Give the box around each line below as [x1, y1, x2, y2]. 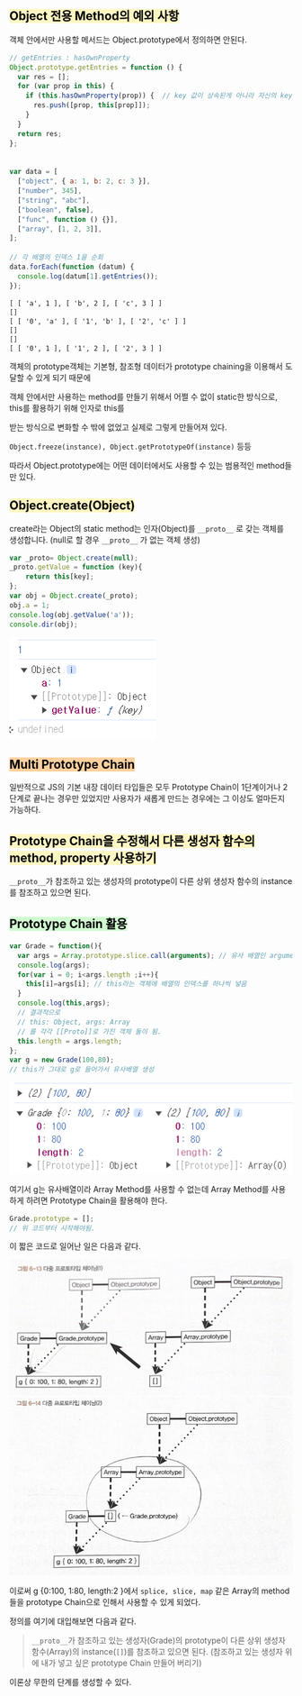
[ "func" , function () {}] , [17, 214, 119, 223]
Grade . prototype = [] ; [9, 1214, 94, 1223]
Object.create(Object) [9, 498, 136, 514]
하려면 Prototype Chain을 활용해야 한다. [25, 1195, 168, 1206]
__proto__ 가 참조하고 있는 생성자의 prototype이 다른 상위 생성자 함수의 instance [9, 876, 293, 887]
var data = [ [9, 168, 58, 177]
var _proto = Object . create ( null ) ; [9, 553, 139, 562]
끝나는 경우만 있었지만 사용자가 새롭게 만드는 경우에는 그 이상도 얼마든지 [32, 793, 286, 804]
